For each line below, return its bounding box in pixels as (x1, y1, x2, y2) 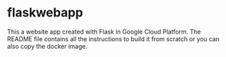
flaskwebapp (7, 5, 84, 21)
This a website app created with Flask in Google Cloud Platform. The (7, 27, 201, 36)
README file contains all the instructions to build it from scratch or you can (7, 34, 220, 43)
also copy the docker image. (7, 42, 88, 50)
